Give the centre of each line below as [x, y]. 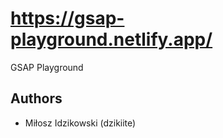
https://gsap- [67, 18]
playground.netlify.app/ [111, 39]
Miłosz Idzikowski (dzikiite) [80, 123]
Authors [36, 98]
